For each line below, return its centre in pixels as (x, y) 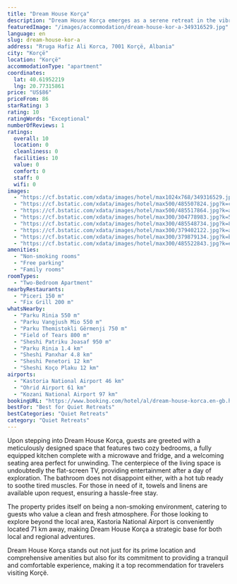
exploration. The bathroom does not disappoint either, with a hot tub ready (115, 477)
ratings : (20, 132)
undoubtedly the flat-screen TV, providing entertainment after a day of (109, 470)
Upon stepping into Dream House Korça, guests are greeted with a (104, 440)
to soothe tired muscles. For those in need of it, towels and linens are (108, 485)
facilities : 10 (36, 158)
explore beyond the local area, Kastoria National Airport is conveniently (111, 521)
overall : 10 (31, 138)
